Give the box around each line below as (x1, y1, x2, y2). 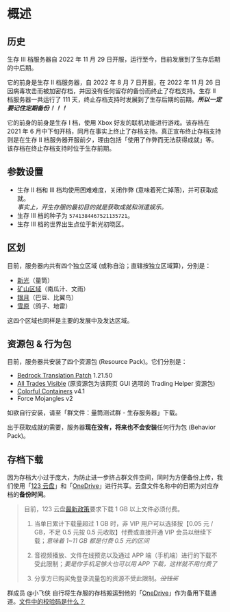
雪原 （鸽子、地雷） (16, 302, 72, 310)
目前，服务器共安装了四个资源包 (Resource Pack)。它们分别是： (7, 358, 188, 366)
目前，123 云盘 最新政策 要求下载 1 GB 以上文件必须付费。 (23, 505, 183, 513)
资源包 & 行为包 (7, 339, 72, 350)
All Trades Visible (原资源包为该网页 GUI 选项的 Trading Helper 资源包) (16, 380, 216, 388)
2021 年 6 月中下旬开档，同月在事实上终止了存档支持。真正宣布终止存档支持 (7, 127, 222, 135)
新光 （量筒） (16, 276, 53, 284)
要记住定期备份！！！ (7, 104, 67, 112)
